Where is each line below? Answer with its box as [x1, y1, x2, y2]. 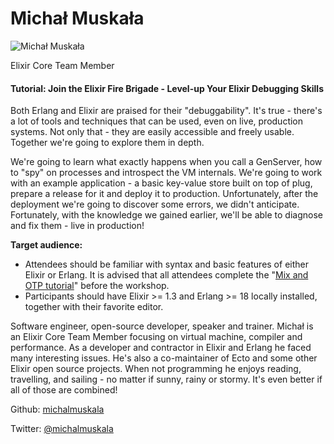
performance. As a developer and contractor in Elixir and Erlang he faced [10, 342, 312, 354]
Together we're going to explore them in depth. [10, 137, 205, 149]
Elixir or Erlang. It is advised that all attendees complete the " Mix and [24, 269, 309, 281]
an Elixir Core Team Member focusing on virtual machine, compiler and [10, 331, 303, 343]
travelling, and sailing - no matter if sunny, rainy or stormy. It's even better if [10, 373, 323, 386]
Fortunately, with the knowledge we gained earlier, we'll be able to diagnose [10, 209, 323, 221]
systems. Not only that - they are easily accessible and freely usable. [10, 126, 295, 138]
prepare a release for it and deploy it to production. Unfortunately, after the [10, 188, 319, 200]
